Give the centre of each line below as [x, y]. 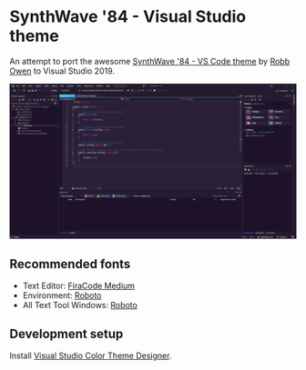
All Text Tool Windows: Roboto [80, 305]
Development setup [66, 334]
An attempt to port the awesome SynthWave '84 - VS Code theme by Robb [149, 61]
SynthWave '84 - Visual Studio [128, 17]
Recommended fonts [70, 264]
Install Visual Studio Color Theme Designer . [91, 355]
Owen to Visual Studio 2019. [62, 71]
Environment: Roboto [62, 295]
